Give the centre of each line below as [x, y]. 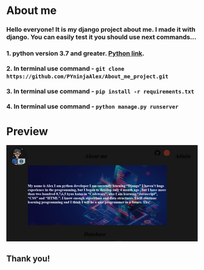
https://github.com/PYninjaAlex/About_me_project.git [87, 77]
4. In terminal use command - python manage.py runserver [93, 107]
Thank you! [28, 258]
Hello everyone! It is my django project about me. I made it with [101, 30]
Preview [27, 132]
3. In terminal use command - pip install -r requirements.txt [100, 92]
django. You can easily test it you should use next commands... [101, 37]
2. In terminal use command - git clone [65, 69]
